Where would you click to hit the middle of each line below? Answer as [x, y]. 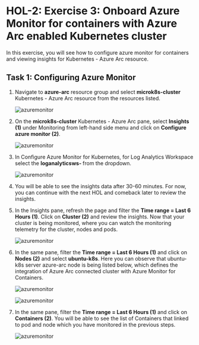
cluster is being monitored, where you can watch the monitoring [93, 223]
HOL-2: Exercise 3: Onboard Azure [93, 11]
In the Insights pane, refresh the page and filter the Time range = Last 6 [103, 210]
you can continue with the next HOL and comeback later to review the [100, 192]
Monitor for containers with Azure [91, 23]
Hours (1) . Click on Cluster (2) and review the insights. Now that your [99, 216]
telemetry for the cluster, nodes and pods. [66, 229]
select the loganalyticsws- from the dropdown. [73, 163]
